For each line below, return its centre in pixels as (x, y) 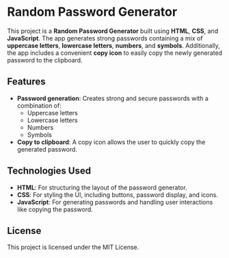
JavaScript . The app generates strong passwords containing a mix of (105, 38)
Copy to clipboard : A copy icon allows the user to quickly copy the (111, 142)
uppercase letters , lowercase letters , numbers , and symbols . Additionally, (114, 45)
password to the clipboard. (45, 60)
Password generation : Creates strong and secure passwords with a (112, 98)
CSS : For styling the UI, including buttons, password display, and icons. (118, 195)
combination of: (39, 105)
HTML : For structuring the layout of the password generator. (102, 187)
